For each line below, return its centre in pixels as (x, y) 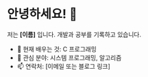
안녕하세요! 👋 (42, 14)
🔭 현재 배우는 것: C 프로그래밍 (57, 49)
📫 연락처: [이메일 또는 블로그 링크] (64, 66)
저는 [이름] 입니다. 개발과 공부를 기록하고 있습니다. (74, 34)
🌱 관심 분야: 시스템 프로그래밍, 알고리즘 (69, 57)
